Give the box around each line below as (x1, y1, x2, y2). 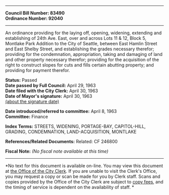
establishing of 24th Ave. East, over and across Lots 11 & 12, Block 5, (5, 35, 147, 41)
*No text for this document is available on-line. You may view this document (5, 163, 163, 169)
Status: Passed (5, 77, 38, 83)
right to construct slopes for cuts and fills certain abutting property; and (5, 62, 154, 68)
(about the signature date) (5, 99, 59, 104)
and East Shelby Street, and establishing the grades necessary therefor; (5, 46, 154, 52)
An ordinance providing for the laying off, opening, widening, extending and (5, 30, 162, 36)
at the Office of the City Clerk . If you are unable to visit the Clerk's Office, (5, 168, 157, 174)
